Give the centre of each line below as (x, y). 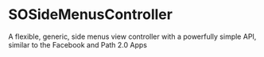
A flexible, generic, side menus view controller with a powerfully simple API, (132, 36)
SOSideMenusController (91, 15)
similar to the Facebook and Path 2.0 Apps (78, 44)
